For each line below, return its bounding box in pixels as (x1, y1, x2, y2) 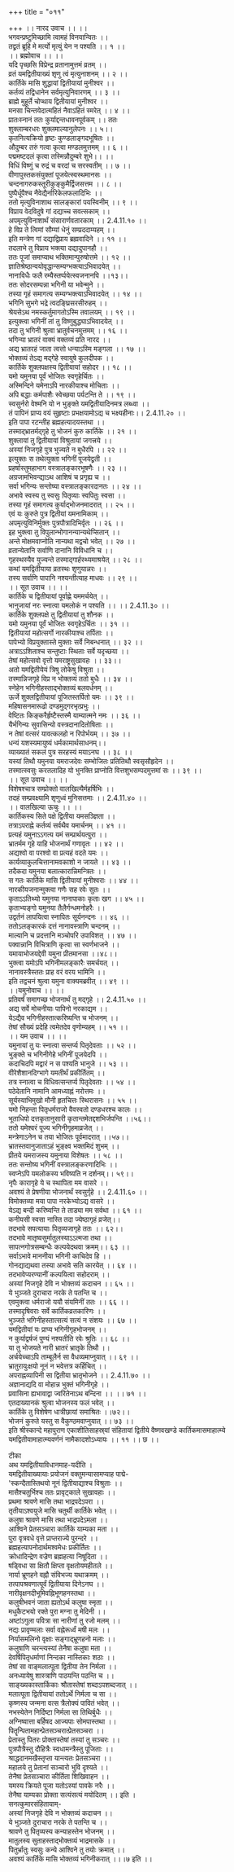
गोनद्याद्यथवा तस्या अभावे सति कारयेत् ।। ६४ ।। (8, 1260, 137, 1270)
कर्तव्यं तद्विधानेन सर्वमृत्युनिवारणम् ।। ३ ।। (8, 87, 120, 97)
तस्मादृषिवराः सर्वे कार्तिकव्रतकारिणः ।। (8, 1307, 106, 1316)
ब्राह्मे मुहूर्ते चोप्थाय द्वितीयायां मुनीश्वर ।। (8, 97, 109, 106)
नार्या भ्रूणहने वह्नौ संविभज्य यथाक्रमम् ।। (8, 1570, 110, 1580)
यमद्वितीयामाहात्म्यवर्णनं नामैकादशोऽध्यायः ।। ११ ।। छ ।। (8, 1435, 160, 1444)
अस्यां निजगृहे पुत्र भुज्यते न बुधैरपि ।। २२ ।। (8, 445, 128, 455)
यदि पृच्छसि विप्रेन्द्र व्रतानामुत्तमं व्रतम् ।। (8, 60, 107, 69)
